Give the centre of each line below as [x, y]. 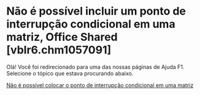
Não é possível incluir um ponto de [96, 11]
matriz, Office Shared [62, 37]
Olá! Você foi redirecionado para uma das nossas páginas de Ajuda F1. [95, 67]
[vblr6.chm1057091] [59, 50]
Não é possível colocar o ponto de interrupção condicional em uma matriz [100, 85]
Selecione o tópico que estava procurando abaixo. [70, 73]
